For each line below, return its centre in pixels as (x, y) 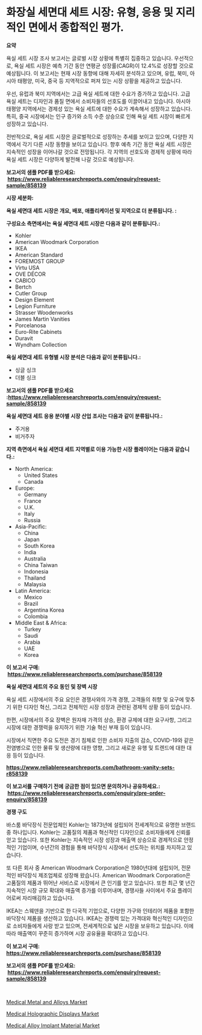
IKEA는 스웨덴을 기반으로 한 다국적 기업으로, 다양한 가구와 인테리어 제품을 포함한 (100, 911)
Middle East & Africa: (41, 623)
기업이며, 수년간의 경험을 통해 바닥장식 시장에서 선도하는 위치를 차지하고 (102, 847)
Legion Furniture (35, 306)
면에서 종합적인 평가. (76, 27)
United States (41, 475)
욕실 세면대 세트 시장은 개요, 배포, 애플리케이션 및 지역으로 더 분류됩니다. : (92, 210)
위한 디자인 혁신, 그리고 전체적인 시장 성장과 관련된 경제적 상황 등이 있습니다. (102, 707)
